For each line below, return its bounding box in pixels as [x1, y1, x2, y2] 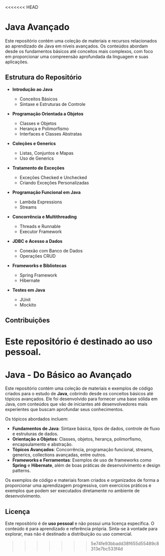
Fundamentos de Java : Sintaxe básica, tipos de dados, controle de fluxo [12, 425, 160, 432]
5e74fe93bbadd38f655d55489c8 [91, 541, 159, 547]
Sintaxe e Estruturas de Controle [19, 101, 86, 107]
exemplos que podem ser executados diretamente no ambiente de [5, 488, 140, 494]
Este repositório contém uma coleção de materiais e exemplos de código [5, 385, 153, 391]
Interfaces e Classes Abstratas [19, 131, 82, 137]
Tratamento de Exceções [12, 165, 65, 171]
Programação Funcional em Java [12, 189, 81, 195]
